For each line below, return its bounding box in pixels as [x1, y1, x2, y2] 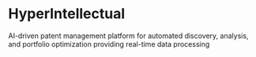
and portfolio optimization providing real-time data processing [8, 39, 210, 48]
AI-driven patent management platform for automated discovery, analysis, [8, 31, 249, 40]
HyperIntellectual [8, 5, 126, 23]
